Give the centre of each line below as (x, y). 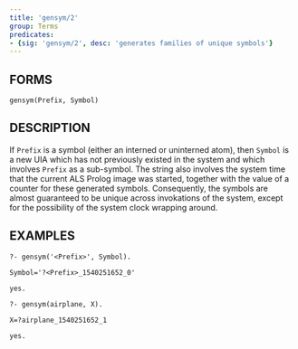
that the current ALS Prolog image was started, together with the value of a (149, 178)
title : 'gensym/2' (44, 18)
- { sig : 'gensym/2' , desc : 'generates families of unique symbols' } (141, 43)
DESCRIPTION (50, 128)
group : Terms (34, 26)
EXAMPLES (42, 236)
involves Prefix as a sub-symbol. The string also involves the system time (148, 169)
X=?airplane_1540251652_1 (58, 320)
